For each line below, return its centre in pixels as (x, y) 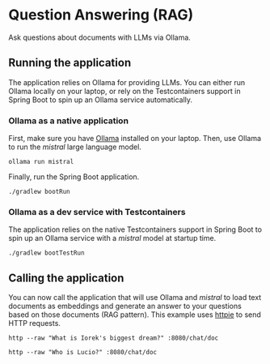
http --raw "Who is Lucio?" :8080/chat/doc (83, 353)
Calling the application (66, 278)
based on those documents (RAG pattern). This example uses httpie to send (135, 315)
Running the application (70, 63)
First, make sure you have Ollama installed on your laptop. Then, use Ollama (135, 139)
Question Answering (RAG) (101, 15)
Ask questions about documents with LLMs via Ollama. (100, 37)
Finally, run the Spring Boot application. (74, 177)
